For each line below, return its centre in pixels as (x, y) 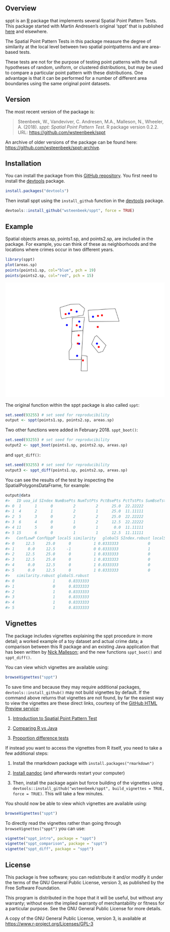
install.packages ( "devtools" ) (37, 191)
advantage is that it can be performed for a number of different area (76, 78)
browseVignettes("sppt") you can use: (45, 828)
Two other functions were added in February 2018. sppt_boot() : (72, 430)
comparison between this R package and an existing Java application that (82, 647)
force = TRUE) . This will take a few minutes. (58, 793)
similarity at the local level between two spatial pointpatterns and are (77, 46)
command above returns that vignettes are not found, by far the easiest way (84, 697)
